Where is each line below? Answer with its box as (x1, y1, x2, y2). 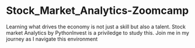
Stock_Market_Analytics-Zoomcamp (6, 4, 189, 17)
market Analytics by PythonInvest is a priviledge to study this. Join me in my (6, 29, 190, 36)
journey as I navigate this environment (6, 35, 98, 42)
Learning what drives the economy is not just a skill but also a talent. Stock (6, 23, 186, 30)
